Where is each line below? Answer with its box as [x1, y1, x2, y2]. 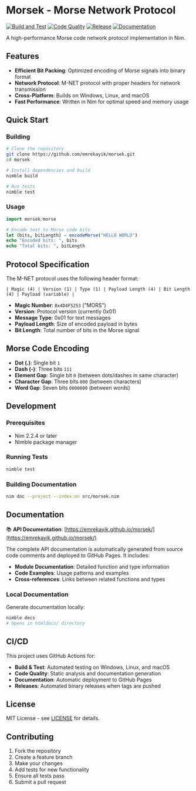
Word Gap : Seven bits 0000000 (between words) [14, 384, 130, 391]
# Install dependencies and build [6, 168, 91, 174]
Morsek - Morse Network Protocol [6, 4, 176, 17]
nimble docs [6, 615, 35, 621]
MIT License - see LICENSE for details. [6, 715, 100, 722]
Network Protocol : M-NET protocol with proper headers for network [14, 79, 181, 86]
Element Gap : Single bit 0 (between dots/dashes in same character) [14, 371, 179, 378]
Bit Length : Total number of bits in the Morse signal [14, 327, 140, 334]
